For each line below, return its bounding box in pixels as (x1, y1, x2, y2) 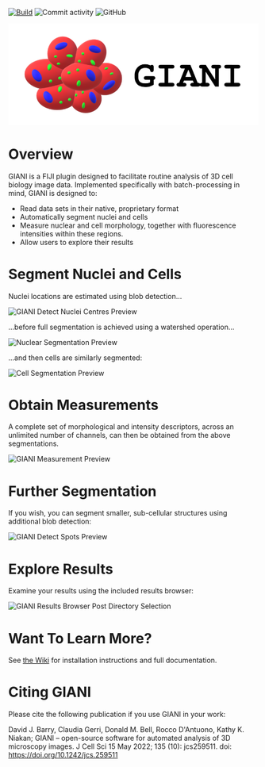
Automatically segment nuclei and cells (19, 212, 148, 221)
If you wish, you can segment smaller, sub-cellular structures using (8, 508, 228, 518)
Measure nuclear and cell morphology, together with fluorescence (19, 221, 236, 230)
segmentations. (8, 439, 60, 448)
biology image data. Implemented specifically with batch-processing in (8, 179, 240, 190)
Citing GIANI (8, 683, 91, 701)
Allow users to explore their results (19, 237, 133, 247)
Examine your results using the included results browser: (8, 586, 194, 596)
